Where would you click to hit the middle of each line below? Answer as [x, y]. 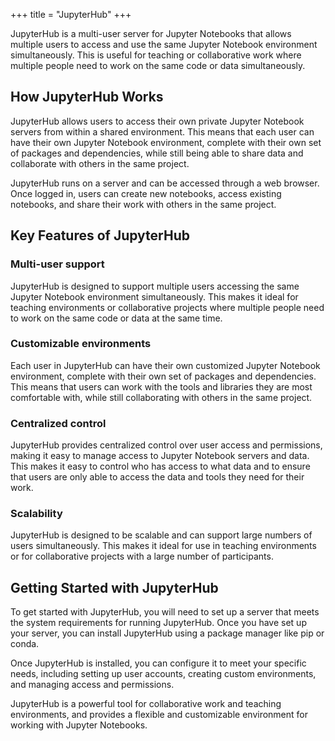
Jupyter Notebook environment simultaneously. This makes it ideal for [154, 296]
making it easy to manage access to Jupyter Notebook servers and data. [160, 456]
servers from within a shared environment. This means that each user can [162, 131]
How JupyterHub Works [87, 97]
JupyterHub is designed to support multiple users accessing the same [155, 286]
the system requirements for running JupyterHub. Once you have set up [158, 623]
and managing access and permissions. [92, 685]
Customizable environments [81, 344]
